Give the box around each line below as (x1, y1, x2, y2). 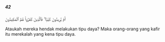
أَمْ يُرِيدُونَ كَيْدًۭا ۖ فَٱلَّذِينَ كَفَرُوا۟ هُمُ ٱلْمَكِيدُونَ (5, 16, 66, 22)
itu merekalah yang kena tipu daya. (5, 31, 76, 37)
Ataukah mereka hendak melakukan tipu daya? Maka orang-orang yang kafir (5, 26, 160, 32)
